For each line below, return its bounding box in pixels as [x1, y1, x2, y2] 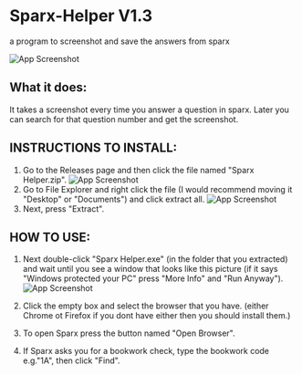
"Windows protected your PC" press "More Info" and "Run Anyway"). [22, 273, 284, 284]
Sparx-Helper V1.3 [9, 5, 153, 26]
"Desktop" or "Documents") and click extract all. [22, 193, 205, 204]
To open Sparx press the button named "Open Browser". [22, 328, 235, 339]
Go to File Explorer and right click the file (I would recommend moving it [22, 183, 293, 194]
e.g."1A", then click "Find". [22, 355, 120, 366]
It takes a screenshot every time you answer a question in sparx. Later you [9, 104, 290, 115]
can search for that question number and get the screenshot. [9, 113, 239, 124]
